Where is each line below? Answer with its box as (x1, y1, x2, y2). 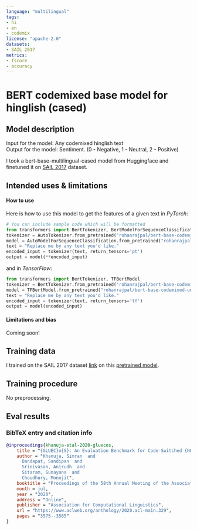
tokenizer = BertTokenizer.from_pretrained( (6, 281, 117, 288)
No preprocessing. (6, 394, 51, 401)
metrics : (6, 52, 28, 58)
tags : (6, 14, 19, 20)
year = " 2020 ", (16, 491, 54, 497)
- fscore (6, 58, 28, 63)
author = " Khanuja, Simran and (16, 453, 96, 459)
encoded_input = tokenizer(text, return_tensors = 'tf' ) (6, 298, 143, 304)
